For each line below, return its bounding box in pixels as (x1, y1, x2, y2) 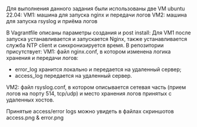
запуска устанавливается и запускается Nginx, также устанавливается (6, 36, 187, 42)
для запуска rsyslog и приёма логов (6, 18, 98, 24)
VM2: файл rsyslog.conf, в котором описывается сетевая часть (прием (6, 84, 186, 91)
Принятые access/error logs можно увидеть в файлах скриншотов (6, 108, 174, 115)
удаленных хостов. (6, 96, 55, 103)
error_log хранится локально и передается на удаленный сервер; (14, 66, 182, 73)
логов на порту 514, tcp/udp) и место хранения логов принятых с (6, 90, 172, 97)
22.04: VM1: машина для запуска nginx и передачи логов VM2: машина (6, 11, 187, 18)
